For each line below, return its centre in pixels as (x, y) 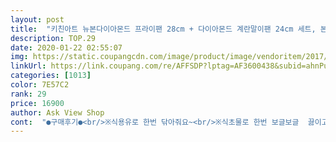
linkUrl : (28, 66)
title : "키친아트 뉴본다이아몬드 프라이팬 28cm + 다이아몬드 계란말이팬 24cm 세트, (163, 29)
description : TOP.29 (53, 38)
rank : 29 (28, 94)
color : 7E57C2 (40, 85)
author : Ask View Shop (57, 112)
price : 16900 (37, 103)
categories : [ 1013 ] (51, 76)
